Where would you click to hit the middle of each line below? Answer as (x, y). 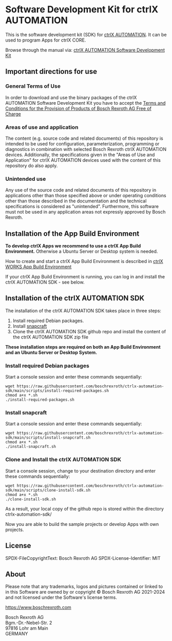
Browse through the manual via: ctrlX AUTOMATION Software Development (85, 50)
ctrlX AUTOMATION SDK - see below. (45, 282)
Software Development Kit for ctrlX (82, 10)
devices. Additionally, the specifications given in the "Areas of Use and (80, 155)
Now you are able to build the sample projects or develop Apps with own (82, 524)
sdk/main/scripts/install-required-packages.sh (57, 391)
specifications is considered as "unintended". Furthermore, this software (82, 206)
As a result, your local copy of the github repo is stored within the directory (85, 508)
